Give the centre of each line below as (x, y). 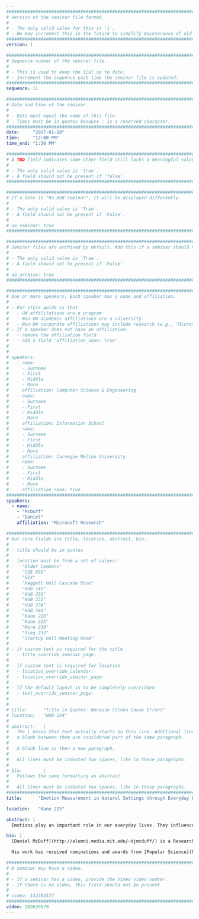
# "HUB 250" (26, 594)
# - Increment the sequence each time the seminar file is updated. (92, 78)
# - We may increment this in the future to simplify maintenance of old (99, 34)
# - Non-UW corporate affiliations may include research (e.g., (90, 324)
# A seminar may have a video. (45, 868)
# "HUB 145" (26, 589)
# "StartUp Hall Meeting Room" (50, 638)
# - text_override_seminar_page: (50, 694)
